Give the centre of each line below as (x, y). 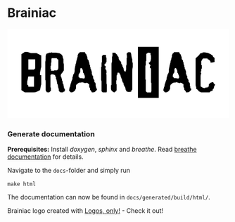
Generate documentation (51, 133)
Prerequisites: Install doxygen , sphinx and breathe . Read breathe (102, 150)
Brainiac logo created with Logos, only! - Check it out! (85, 211)
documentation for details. (45, 157)
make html (22, 184)
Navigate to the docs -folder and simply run (69, 171)
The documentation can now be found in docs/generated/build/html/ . (109, 197)
